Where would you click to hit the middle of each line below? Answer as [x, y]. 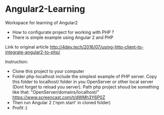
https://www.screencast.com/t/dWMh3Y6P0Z [59, 97]
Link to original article [27, 47]
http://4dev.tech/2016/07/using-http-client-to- [97, 47]
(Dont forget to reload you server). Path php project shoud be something [86, 86]
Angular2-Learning [45, 9]
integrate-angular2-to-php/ [33, 52]
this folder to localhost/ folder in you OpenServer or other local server [83, 82]
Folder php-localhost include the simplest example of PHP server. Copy [84, 76]
